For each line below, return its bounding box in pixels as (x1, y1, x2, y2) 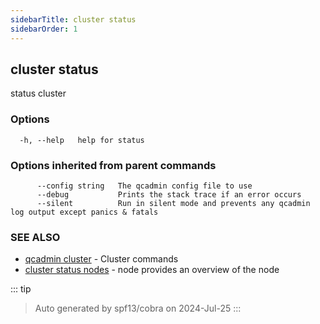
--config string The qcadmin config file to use (36, 181, 253, 191)
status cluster (10, 87, 67, 100)
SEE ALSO (10, 230, 61, 244)
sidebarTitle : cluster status (10, 14, 137, 25)
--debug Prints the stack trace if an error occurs (36, 189, 302, 200)
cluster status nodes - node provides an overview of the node (24, 264, 280, 276)
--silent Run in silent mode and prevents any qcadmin (36, 198, 311, 208)
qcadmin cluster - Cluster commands (24, 253, 179, 265)
